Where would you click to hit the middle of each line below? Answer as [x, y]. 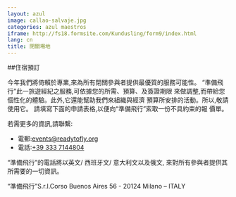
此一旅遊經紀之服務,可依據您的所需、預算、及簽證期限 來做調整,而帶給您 [121, 91]
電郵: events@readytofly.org [58, 139]
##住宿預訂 [24, 67]
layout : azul [26, 14]
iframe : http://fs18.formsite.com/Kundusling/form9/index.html [102, 33]
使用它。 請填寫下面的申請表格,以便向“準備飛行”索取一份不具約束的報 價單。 [118, 109]
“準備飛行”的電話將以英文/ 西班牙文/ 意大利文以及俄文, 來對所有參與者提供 [114, 162]
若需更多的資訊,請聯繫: [40, 123]
